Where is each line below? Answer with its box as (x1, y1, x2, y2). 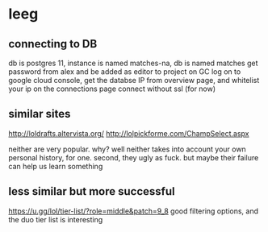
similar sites (8, 107, 71, 121)
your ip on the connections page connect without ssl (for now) (8, 84, 216, 93)
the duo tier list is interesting (8, 214, 103, 224)
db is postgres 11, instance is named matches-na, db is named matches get (8, 58, 258, 68)
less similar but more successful (8, 184, 175, 198)
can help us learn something (8, 161, 103, 171)
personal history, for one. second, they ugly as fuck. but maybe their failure (8, 152, 259, 162)
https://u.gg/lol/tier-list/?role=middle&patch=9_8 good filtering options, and (8, 206, 258, 216)
